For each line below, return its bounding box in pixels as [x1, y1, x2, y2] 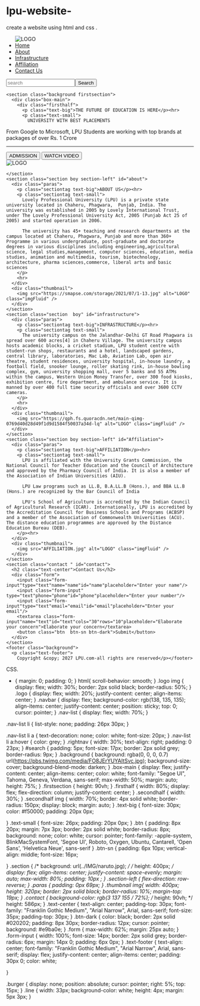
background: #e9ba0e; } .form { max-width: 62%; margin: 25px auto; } [6, 926, 179, 933]
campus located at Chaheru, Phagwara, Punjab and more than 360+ [6, 233, 171, 239]
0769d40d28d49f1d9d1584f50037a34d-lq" [6, 421, 102, 427]
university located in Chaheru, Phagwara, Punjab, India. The [6, 202, 167, 208]
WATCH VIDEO [44, 152, 79, 159]
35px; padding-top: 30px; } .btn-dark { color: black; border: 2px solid [6, 913, 176, 920]
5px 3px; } [6, 993, 32, 1000]
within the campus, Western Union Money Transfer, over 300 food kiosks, [6, 374, 193, 380]
